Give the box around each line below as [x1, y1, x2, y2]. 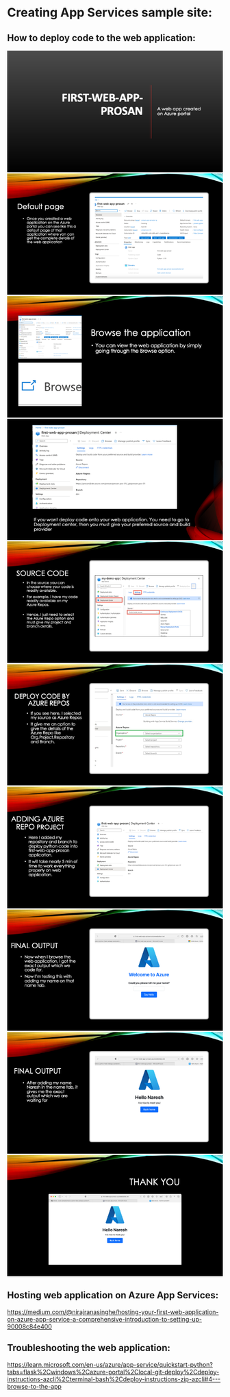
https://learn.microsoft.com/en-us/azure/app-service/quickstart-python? [7, 1360, 214, 1368]
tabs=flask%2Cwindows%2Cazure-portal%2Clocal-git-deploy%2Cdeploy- [7, 1368, 220, 1376]
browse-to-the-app [7, 1382, 62, 1390]
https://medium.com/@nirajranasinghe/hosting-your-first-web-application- [7, 1307, 219, 1316]
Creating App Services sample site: [7, 5, 213, 21]
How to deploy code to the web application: [7, 32, 196, 44]
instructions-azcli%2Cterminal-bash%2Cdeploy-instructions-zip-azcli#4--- [7, 1375, 221, 1383]
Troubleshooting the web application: [7, 1342, 171, 1354]
